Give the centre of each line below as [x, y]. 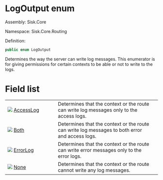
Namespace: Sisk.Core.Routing [36, 31]
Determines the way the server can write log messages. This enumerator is [80, 59]
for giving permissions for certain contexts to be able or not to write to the [79, 64]
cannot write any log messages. [94, 170]
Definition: [15, 41]
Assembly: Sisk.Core [26, 22]
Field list [22, 89]
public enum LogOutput [28, 50]
